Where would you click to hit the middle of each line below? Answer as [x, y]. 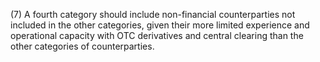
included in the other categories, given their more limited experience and [160, 25]
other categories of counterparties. [82, 46]
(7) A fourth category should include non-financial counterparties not [153, 14]
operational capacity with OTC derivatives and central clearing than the [157, 35]
